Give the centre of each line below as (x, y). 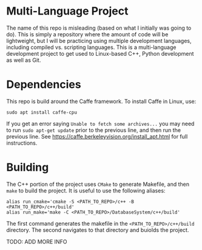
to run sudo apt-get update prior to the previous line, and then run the (93, 130)
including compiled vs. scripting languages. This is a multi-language (91, 47)
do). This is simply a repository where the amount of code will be (87, 34)
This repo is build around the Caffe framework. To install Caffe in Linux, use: (101, 101)
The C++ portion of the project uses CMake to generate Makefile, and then (98, 184)
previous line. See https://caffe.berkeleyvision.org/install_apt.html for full (97, 136)
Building (28, 167)
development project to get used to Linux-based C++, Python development (100, 53)
